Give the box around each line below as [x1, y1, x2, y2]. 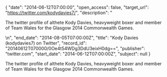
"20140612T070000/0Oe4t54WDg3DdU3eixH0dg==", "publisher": [5, 46, 145, 51]
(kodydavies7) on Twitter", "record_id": [5, 40, 87, 46]
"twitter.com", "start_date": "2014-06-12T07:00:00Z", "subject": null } [5, 51, 151, 57]
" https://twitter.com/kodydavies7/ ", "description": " [5, 10, 113, 16]
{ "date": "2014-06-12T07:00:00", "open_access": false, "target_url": [5, 5, 149, 10]
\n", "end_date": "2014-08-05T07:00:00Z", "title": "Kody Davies [5, 35, 138, 41]
